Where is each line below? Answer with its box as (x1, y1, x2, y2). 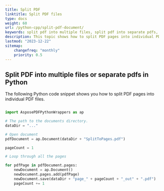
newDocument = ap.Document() (14, 168, 73, 172)
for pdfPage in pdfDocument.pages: (5, 163, 78, 168)
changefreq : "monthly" (14, 48, 60, 53)
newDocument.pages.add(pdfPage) (14, 172, 80, 177)
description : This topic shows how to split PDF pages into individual (5, 35, 154, 39)
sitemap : (5, 43, 23, 48)
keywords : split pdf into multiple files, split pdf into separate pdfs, (5, 30, 159, 35)
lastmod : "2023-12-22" (5, 39, 51, 44)
